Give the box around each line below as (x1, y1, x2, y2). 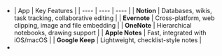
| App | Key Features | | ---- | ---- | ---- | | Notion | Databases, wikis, (13, 7, 212, 15)
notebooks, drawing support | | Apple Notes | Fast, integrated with (13, 28, 207, 37)
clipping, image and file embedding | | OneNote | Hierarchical (13, 21, 192, 29)
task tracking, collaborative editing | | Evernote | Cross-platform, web (13, 14, 215, 22)
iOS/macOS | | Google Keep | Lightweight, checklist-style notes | (13, 36, 202, 44)
